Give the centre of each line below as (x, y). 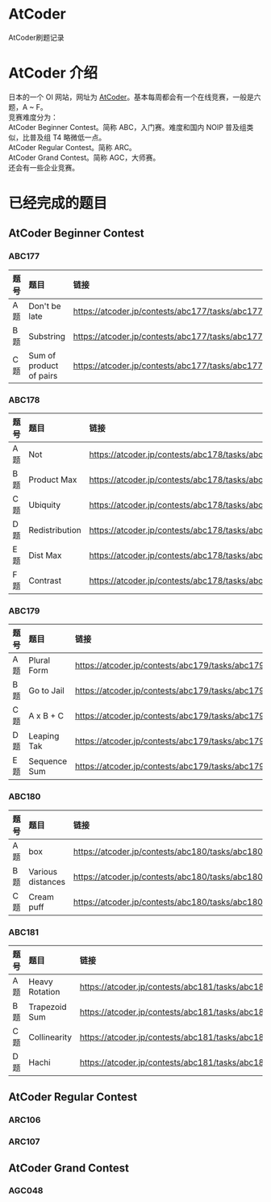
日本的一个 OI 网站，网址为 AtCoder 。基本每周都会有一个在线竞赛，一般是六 (135, 97)
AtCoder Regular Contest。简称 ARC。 (73, 147)
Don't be (45, 306)
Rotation (44, 991)
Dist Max (45, 555)
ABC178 (24, 400)
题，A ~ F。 (28, 107)
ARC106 (25, 1120)
